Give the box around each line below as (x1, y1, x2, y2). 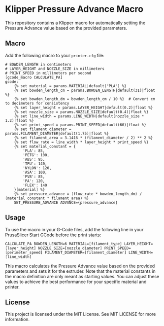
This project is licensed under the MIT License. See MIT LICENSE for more (5, 311, 156, 317)
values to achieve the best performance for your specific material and (5, 279, 147, 285)
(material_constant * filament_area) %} (5, 196, 90, 201)
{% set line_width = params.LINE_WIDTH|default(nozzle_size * (14, 113, 144, 119)
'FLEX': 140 (23, 182, 48, 188)
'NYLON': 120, (23, 165, 52, 171)
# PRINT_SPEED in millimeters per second (5, 71, 92, 75)
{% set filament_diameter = (14, 127, 71, 132)
